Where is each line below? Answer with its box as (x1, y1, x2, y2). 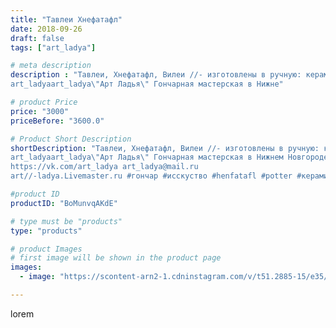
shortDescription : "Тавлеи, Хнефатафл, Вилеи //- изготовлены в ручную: (10, 143, 320, 153)
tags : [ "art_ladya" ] (10, 42, 97, 53)
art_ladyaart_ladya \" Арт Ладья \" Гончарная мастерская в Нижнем (10, 152, 284, 163)
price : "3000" (10, 106, 70, 116)
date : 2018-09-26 (10, 24, 83, 34)
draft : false (10, 33, 65, 43)
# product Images (10, 244, 83, 254)
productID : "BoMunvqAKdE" (10, 198, 118, 208)
